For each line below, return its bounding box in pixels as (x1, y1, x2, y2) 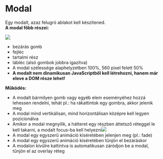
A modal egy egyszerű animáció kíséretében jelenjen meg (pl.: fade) (12, 132, 153, 138)
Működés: (5, 85, 26, 91)
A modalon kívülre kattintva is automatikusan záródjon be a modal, (12, 143, 149, 149)
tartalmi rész (12, 54, 38, 60)
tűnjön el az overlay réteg (12, 148, 65, 154)
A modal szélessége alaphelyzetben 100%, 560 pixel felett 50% (12, 65, 144, 71)
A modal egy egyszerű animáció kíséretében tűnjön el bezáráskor (12, 137, 147, 143)
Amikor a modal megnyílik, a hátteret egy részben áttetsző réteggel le (12, 121, 156, 127)
